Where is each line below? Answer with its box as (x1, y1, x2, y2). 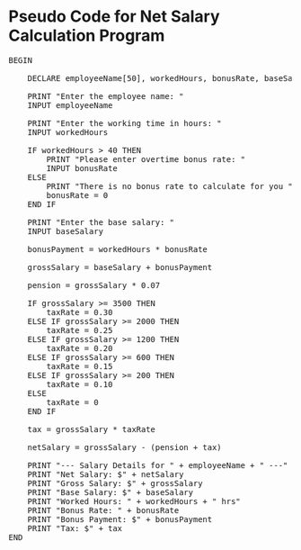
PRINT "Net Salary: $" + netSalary (27, 469, 184, 479)
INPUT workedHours (27, 127, 109, 137)
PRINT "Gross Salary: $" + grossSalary (27, 478, 203, 488)
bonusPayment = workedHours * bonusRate (27, 244, 208, 254)
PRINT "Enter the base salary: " (27, 217, 175, 227)
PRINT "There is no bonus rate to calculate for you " (46, 181, 293, 191)
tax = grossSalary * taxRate (27, 424, 156, 434)
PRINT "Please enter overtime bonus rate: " (46, 154, 246, 164)
